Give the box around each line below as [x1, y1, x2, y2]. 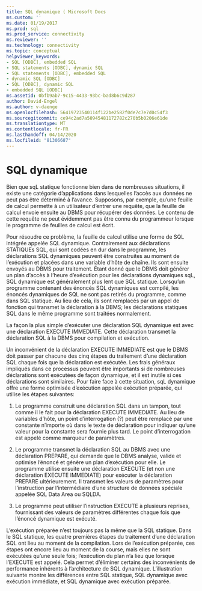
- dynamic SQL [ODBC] [6, 76, 61, 82]
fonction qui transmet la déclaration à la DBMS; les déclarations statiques [6, 303, 188, 310]
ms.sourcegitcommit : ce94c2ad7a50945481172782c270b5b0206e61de [6, 115, 168, 121]
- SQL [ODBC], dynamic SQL [6, 82, 74, 88]
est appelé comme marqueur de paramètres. [14, 434, 126, 441]
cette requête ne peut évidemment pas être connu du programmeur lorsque [6, 215, 194, 222]
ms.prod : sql [6, 25, 39, 32]
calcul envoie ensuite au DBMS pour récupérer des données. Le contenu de [6, 209, 194, 216]
